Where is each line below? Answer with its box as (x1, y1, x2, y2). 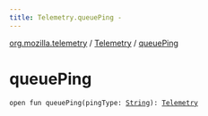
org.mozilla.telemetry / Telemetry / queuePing (9, 37, 179, 48)
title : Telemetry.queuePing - (9, 12, 123, 22)
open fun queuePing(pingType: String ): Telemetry (9, 98, 199, 107)
